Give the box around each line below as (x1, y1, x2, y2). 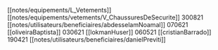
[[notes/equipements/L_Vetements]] (7, 6, 112, 14)
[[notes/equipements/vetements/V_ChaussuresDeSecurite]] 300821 (7, 13, 204, 22)
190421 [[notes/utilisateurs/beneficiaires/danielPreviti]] (7, 35, 167, 44)
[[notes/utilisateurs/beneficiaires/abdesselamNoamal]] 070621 (7, 21, 188, 28)
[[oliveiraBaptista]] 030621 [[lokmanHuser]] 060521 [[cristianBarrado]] (7, 28, 212, 36)
